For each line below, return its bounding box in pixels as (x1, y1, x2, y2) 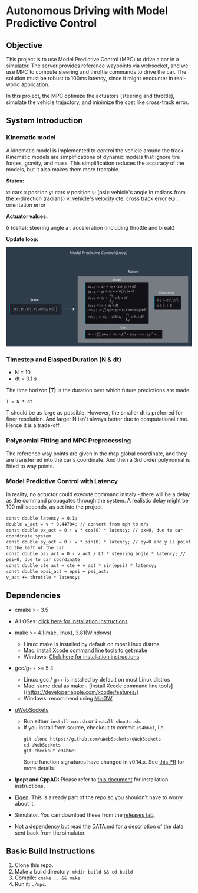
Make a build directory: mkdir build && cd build (14, 868, 133, 875)
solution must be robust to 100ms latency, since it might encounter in (6, 75, 174, 82)
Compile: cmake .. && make (14, 874, 81, 881)
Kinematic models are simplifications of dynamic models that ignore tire (6, 153, 180, 160)
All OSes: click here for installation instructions (14, 617, 128, 624)
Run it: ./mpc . (14, 881, 47, 888)
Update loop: (6, 235, 39, 243)
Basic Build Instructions (6, 846, 95, 856)
